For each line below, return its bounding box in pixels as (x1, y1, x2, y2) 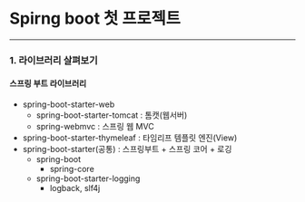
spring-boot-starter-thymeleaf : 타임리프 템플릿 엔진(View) (22, 132, 238, 143)
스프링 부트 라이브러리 (9, 78, 87, 89)
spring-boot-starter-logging (35, 173, 141, 184)
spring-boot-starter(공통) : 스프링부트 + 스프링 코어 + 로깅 (22, 144, 232, 155)
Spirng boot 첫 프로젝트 (9, 8, 182, 29)
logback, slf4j (49, 183, 101, 194)
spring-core (49, 164, 95, 175)
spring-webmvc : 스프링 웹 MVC (35, 121, 154, 132)
